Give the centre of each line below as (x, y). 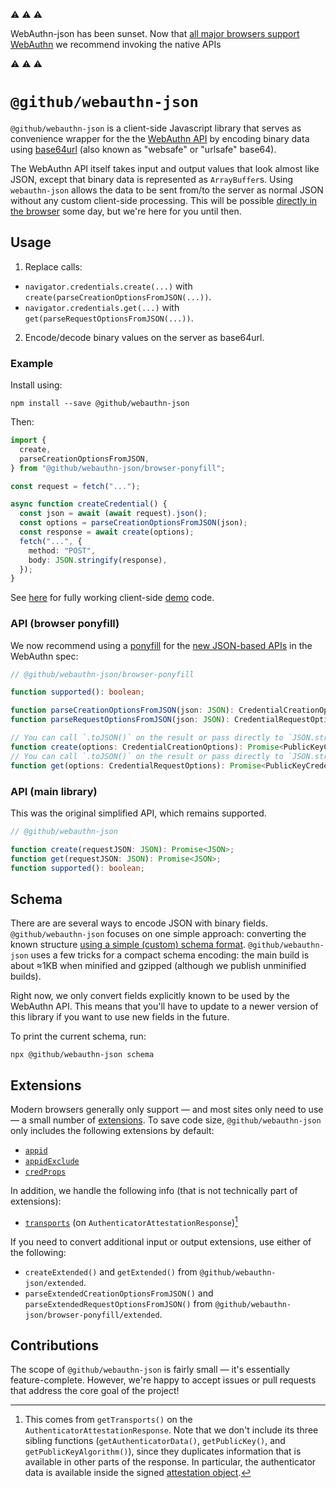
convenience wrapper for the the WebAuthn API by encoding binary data (160, 138)
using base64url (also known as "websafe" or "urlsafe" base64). (143, 149)
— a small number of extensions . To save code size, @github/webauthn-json (166, 1120)
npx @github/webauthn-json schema (82, 1055)
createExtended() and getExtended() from (111, 1271)
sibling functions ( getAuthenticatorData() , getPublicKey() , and (155, 1441)
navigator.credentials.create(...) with (108, 286)
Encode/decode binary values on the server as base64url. (144, 337)
